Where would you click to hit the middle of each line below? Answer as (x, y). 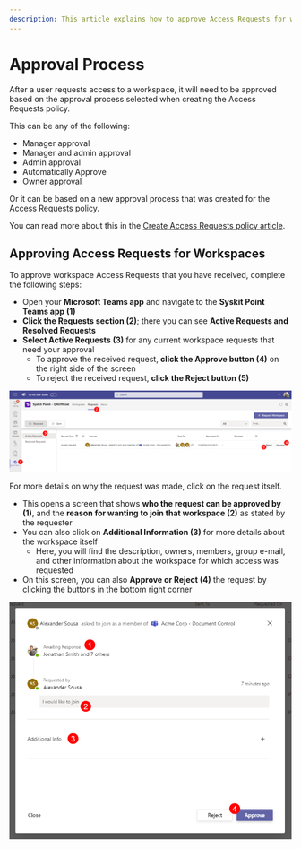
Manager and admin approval (77, 152)
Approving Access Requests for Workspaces (138, 253)
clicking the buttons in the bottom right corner (107, 589)
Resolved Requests (59, 331)
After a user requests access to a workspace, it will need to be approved (143, 89)
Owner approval (52, 181)
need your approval (58, 350)
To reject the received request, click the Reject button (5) (142, 378)
